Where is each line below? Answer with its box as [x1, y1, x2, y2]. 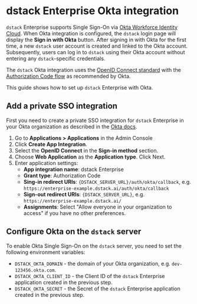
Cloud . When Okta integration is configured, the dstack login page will [6, 29, 176, 37]
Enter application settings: [14, 159, 78, 166]
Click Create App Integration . [14, 140, 87, 148]
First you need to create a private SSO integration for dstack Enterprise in [6, 117, 184, 124]
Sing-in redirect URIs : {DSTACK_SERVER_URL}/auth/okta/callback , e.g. [23, 178, 192, 185]
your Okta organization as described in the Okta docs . [6, 123, 137, 130]
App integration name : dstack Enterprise [23, 166, 124, 173]
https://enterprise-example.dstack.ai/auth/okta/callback [23, 186, 169, 191]
